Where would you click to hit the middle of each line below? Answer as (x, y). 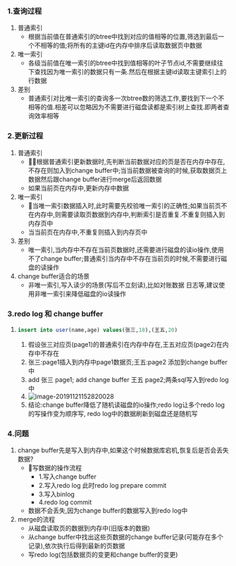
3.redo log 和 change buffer (55, 314)
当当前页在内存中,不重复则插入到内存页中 (88, 232)
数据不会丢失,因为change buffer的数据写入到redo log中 (108, 511)
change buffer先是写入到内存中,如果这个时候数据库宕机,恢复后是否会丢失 (123, 450)
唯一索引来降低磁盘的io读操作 (83, 293)
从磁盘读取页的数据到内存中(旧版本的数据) (89, 528)
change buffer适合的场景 (54, 276)
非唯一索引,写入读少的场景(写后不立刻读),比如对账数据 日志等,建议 (123, 285)
